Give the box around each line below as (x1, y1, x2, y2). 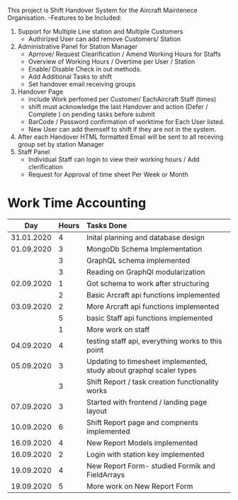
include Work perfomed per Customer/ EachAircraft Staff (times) (28, 95, 217, 103)
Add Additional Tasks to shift (28, 72, 112, 81)
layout (86, 406, 108, 416)
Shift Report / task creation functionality (86, 377, 219, 387)
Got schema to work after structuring (86, 278, 210, 288)
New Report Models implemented (86, 438, 198, 448)
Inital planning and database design (86, 232, 205, 242)
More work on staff (86, 324, 150, 334)
